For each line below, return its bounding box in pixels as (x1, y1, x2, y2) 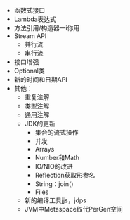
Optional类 (13, 66, 45, 75)
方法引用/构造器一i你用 (13, 24, 80, 32)
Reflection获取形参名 (34, 171, 96, 179)
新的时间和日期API (13, 75, 68, 83)
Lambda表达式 (13, 15, 56, 23)
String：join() (34, 180, 74, 188)
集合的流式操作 (34, 128, 79, 136)
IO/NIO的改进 (34, 162, 74, 171)
